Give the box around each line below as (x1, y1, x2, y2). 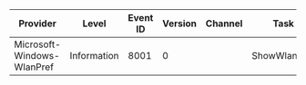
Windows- (14, 50, 61, 61)
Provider (17, 17, 56, 30)
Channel (205, 17, 243, 30)
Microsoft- (14, 38, 61, 51)
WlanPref (14, 61, 55, 73)
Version (162, 17, 198, 30)
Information (69, 50, 120, 61)
